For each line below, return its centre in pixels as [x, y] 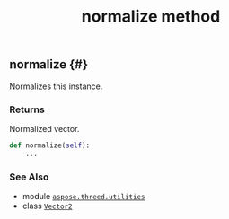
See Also [29, 177]
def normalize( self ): [50, 145]
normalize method [151, 17]
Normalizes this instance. [56, 86]
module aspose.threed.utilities [84, 196]
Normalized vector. [44, 128]
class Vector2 [47, 206]
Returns [27, 109]
